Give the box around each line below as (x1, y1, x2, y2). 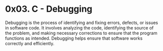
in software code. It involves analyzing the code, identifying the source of (5, 25, 154, 30)
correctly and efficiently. (5, 40, 55, 46)
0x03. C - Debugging (5, 3, 92, 15)
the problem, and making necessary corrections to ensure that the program (5, 30, 158, 36)
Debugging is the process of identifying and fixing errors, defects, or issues (5, 20, 158, 25)
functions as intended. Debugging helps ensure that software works (5, 35, 143, 41)
